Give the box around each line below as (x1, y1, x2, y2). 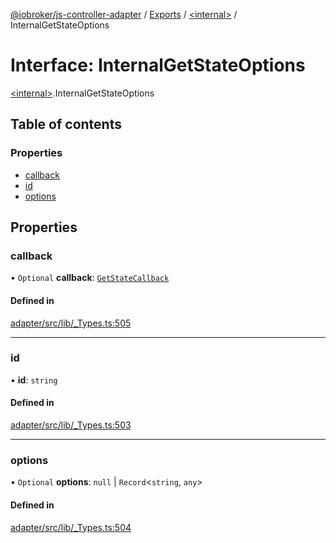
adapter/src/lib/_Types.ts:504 (10, 521, 132, 533)
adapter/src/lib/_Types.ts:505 (10, 317, 132, 329)
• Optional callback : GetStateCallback (10, 272, 170, 284)
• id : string (10, 374, 58, 386)
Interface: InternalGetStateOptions (10, 54, 306, 77)
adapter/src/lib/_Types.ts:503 (10, 419, 132, 431)
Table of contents (10, 116, 122, 133)
